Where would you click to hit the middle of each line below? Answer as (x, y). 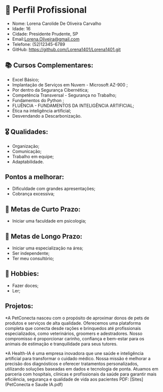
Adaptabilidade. (28, 162)
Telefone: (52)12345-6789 (39, 44)
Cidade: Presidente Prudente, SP (45, 34)
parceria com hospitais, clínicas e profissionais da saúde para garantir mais (81, 374)
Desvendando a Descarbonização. (47, 116)
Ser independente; (31, 253)
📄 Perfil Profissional (46, 10)
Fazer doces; (25, 286)
